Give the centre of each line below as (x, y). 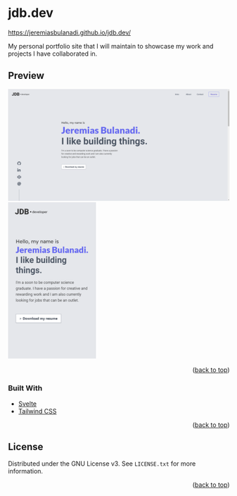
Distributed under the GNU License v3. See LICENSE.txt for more (102, 464)
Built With (25, 388)
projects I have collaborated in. (53, 54)
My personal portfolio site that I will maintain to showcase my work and (111, 46)
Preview (26, 76)
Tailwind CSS (37, 411)
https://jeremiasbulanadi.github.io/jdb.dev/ (70, 32)
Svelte (27, 404)
